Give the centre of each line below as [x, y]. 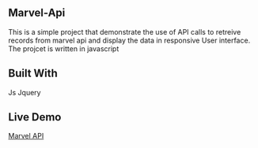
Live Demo [35, 117]
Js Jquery [25, 92]
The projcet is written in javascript [64, 48]
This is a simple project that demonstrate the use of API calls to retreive [125, 31]
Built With [33, 74]
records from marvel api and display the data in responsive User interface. [129, 40]
